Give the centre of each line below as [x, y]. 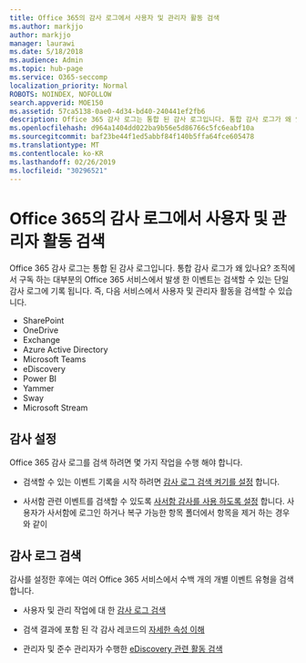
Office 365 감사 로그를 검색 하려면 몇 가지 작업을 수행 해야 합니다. [126, 462]
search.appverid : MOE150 [56, 103]
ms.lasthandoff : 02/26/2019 [63, 162]
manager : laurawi [42, 43]
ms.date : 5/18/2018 [46, 52]
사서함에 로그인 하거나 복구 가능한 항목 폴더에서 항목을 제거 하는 [160, 513]
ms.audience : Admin [46, 60]
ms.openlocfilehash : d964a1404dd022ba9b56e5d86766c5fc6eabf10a [132, 129]
